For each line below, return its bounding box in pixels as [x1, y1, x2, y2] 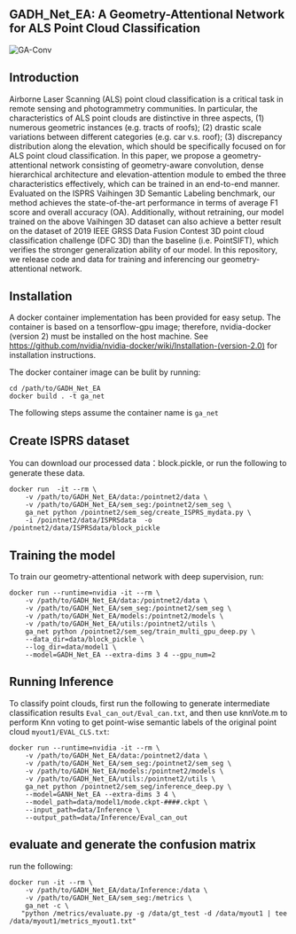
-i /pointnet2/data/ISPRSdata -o [25, 516, 152, 525]
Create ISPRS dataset [9, 433, 130, 448]
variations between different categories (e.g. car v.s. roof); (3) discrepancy [9, 131, 283, 142]
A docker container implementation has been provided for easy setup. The [9, 312, 282, 323]
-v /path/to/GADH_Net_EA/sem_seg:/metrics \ [25, 893, 192, 902]
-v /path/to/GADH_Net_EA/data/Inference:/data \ [25, 885, 208, 894]
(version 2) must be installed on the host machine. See [9, 331, 208, 342]
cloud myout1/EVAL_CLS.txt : [9, 726, 110, 736]
